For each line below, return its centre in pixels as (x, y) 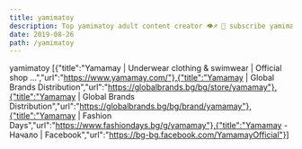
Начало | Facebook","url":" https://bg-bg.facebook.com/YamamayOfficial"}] (149, 135)
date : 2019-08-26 (42, 34)
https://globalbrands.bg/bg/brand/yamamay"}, (165, 106)
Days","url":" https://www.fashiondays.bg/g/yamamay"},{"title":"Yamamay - (149, 126)
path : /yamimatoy (42, 43)
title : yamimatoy (42, 18)
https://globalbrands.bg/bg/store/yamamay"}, (192, 87)
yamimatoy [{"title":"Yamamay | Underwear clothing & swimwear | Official (146, 68)
